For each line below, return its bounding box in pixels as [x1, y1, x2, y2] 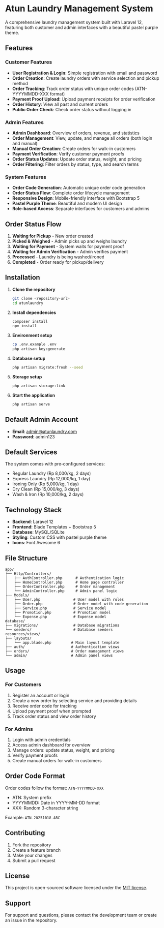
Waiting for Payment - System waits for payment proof [12, 244, 124, 249]
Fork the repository [12, 842, 52, 848]
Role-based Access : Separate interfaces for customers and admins [12, 206, 150, 212]
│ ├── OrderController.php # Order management [5, 584, 115, 589]
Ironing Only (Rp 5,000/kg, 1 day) [12, 481, 80, 487]
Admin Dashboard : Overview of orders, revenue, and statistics [12, 130, 140, 136]
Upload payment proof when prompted [12, 708, 92, 714]
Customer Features [5, 59, 53, 65]
